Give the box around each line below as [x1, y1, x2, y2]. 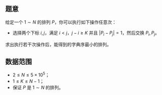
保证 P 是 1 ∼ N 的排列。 [12, 84, 64, 90]
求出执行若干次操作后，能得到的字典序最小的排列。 [5, 41, 112, 47]
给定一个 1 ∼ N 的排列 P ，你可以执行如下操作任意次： [5, 19, 117, 25]
